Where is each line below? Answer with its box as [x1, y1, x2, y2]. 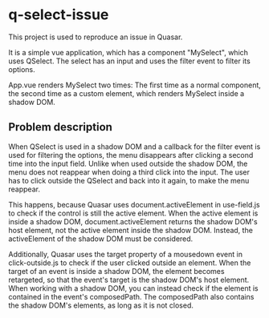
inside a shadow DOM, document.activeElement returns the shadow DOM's [8, 216, 259, 226]
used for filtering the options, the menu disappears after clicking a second [8, 150, 254, 159]
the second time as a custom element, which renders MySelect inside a [8, 88, 245, 98]
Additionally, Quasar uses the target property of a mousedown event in [8, 249, 243, 259]
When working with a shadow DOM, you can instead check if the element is [8, 283, 259, 293]
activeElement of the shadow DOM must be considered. [8, 234, 194, 244]
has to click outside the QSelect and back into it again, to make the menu [8, 175, 250, 185]
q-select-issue [8, 6, 109, 24]
